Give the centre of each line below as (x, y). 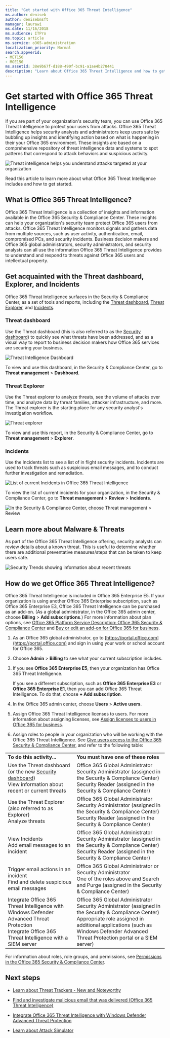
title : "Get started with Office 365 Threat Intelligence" (69, 10)
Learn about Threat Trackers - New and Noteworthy (67, 990)
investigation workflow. (29, 413)
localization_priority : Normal (38, 48)
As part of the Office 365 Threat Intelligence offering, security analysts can (83, 542)
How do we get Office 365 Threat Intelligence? (80, 583)
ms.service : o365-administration (40, 43)
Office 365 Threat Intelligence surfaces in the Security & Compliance (77, 297)
